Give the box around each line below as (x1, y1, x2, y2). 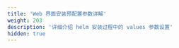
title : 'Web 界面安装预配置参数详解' (7, 10, 107, 18)
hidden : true (7, 30, 46, 37)
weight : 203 (7, 17, 42, 24)
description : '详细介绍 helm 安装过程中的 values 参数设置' (7, 23, 173, 30)
